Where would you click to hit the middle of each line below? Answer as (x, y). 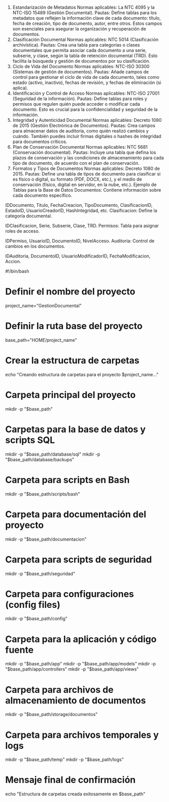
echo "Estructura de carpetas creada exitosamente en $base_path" (75, 794)
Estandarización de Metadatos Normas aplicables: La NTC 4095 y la (83, 7)
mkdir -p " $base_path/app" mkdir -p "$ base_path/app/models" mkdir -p (81, 664)
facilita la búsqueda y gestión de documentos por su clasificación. (81, 61)
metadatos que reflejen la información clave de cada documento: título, (87, 18)
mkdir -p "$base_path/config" (37, 618)
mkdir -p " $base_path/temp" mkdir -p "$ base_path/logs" (65, 760)
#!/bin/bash (17, 271)
